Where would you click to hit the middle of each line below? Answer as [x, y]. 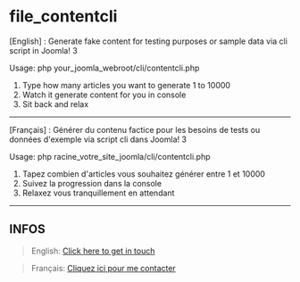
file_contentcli [63, 17]
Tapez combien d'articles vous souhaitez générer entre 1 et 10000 [144, 174]
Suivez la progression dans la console [92, 183]
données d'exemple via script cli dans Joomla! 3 [98, 139]
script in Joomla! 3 [43, 50]
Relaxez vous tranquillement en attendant [98, 193]
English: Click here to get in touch [93, 251]
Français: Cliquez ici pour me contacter [103, 268]
